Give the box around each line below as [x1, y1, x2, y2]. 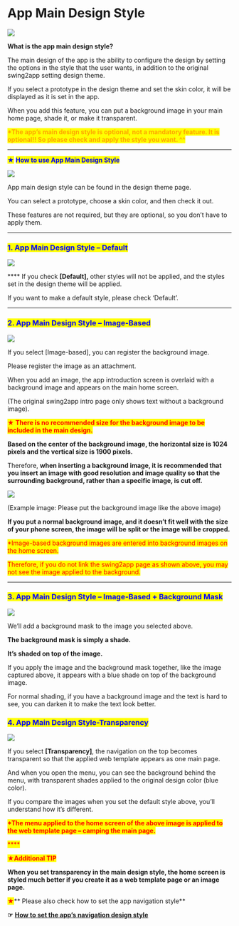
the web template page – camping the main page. [7, 826, 156, 835]
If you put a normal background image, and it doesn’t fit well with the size [7, 517, 229, 526]
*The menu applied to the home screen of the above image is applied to [7, 819, 223, 828]
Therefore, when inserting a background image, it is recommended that [7, 461, 222, 469]
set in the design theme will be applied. [7, 280, 122, 288]
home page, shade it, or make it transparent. [7, 113, 137, 122]
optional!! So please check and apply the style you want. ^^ [7, 135, 186, 143]
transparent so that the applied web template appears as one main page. [7, 755, 221, 763]
